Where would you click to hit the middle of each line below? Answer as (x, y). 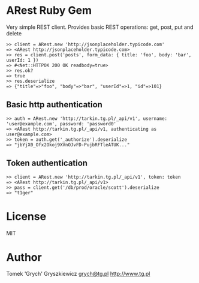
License (26, 216)
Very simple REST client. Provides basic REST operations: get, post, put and (100, 27)
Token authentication (47, 163)
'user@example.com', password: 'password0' (61, 124)
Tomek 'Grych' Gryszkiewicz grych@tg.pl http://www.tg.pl (78, 274)
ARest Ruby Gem (49, 10)
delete (14, 33)
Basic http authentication (55, 105)
